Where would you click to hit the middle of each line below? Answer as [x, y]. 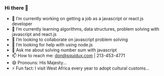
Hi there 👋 [17, 8]
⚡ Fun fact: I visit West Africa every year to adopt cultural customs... [81, 68]
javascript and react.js [34, 35]
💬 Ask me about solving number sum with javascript [64, 50]
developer [22, 24]
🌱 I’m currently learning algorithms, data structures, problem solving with [85, 29]
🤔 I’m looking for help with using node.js [52, 45]
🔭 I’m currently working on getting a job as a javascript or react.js [78, 19]
